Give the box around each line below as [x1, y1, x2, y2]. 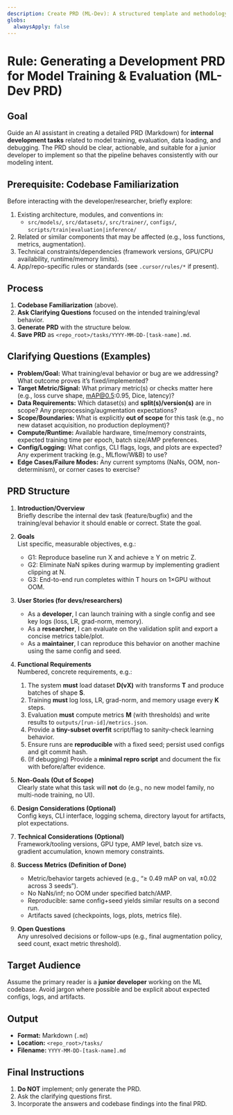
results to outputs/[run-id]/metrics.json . [27, 718, 148, 726]
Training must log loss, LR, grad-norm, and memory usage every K [27, 695, 220, 704]
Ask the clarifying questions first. [17, 1092, 112, 1100]
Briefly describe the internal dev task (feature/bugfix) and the [17, 511, 193, 519]
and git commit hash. [27, 748, 88, 756]
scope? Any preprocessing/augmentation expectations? [17, 406, 178, 414]
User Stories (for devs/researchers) [17, 596, 123, 604]
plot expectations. [17, 819, 69, 827]
